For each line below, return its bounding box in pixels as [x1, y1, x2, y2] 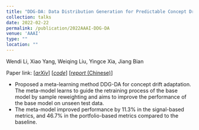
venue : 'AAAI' [6, 31, 41, 37]
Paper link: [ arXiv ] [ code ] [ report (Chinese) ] [6, 69, 113, 76]
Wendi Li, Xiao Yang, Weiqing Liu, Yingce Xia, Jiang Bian [6, 57, 144, 65]
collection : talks [6, 14, 52, 20]
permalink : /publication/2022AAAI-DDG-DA [6, 25, 110, 31]
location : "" [6, 42, 38, 48]
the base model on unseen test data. [14, 99, 105, 106]
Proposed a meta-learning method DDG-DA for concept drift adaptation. [14, 80, 191, 87]
